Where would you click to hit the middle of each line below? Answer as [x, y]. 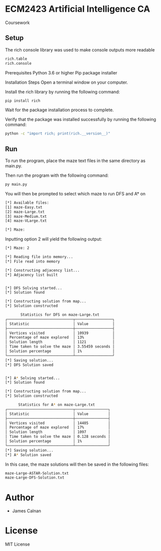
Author [20, 497]
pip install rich [23, 101]
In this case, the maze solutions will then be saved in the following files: [77, 464]
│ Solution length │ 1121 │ [60, 342]
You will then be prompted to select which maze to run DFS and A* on [75, 193]
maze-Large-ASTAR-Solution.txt [37, 473]
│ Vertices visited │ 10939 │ [60, 333]
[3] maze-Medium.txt [26, 216]
